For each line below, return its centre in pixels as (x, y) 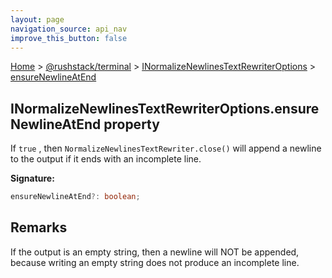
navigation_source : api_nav (69, 29)
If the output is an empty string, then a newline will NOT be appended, (155, 252)
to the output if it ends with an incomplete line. (106, 159)
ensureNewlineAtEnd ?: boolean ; (75, 197)
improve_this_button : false (69, 38)
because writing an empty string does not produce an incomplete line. (155, 262)
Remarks (39, 227)
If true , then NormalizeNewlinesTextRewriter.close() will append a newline (166, 148)
